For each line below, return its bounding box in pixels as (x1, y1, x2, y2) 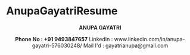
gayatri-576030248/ (32, 42, 82, 49)
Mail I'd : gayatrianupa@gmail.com (83, 42, 169, 49)
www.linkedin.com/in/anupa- (114, 35, 185, 42)
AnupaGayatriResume (6, 4, 118, 18)
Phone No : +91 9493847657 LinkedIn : (14, 35, 113, 42)
